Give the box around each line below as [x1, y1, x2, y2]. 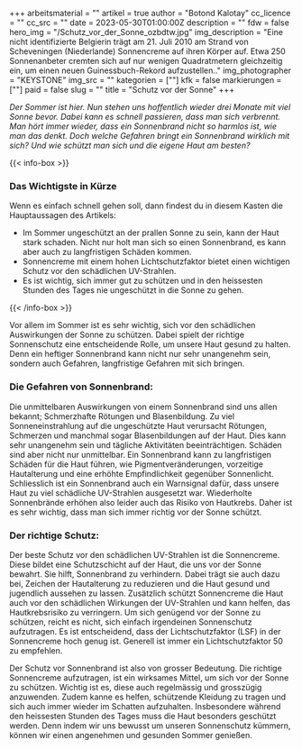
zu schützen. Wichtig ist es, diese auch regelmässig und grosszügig [9, 681, 262, 692]
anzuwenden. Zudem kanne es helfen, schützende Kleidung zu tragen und [9, 691, 287, 702]
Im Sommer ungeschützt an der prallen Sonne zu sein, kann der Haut [22, 227, 279, 238]
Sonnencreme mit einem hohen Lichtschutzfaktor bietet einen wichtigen [22, 256, 290, 267]
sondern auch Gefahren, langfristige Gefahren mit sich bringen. [9, 358, 245, 369]
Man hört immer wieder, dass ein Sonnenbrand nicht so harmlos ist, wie [9, 121, 278, 132]
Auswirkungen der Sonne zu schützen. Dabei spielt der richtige [9, 329, 245, 341]
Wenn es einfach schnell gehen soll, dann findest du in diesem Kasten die [9, 200, 284, 211]
